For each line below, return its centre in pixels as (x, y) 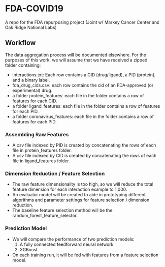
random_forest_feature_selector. (45, 216)
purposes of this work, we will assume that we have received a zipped (76, 60)
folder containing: (23, 65)
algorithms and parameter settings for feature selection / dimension (81, 200)
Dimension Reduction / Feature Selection (55, 174)
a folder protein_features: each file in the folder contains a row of (78, 95)
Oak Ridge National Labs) (31, 27)
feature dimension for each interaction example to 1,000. (69, 189)
